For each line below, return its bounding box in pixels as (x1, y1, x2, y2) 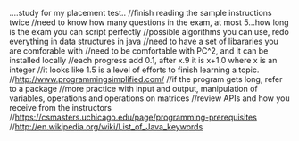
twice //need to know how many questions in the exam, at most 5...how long (9, 17, 289, 28)
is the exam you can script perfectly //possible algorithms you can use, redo (9, 27, 290, 37)
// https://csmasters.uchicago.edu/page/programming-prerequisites (9, 112, 257, 122)
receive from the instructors (9, 103, 112, 112)
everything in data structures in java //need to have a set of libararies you (9, 36, 278, 46)
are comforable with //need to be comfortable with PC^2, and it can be (9, 46, 269, 56)
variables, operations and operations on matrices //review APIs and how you (9, 93, 290, 104)
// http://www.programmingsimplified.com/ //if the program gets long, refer (9, 74, 283, 84)
